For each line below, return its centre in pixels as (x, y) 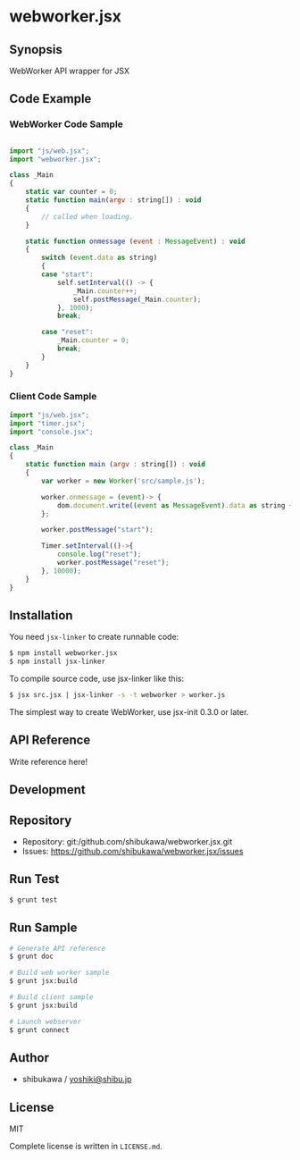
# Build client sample (51, 997)
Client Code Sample (53, 397)
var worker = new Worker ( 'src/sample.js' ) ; (123, 481)
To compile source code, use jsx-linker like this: (97, 679)
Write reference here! (49, 761)
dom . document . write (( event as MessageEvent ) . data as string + (175, 505)
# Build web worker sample (59, 973)
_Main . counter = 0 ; (93, 340)
